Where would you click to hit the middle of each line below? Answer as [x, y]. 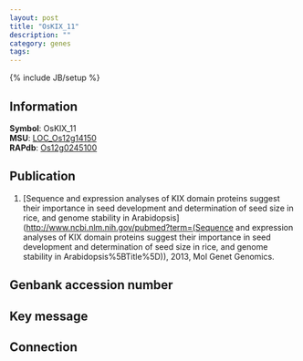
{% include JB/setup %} [55, 77]
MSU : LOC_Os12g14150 [53, 138]
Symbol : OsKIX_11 [43, 128]
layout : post [34, 18]
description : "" [40, 35]
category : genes [40, 43]
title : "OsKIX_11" [44, 26]
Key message [49, 316]
